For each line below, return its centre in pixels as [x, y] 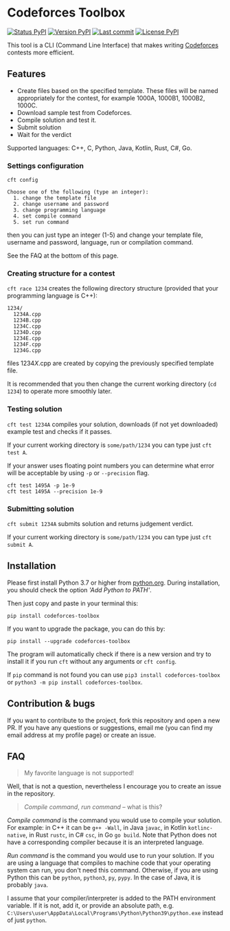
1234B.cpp [27, 321]
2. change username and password [61, 205]
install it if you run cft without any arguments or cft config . [92, 661]
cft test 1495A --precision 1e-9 [55, 491]
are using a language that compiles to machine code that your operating [109, 863]
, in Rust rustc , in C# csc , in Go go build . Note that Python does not [121, 835]
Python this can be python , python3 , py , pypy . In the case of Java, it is [104, 878]
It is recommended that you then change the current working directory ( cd [112, 384]
